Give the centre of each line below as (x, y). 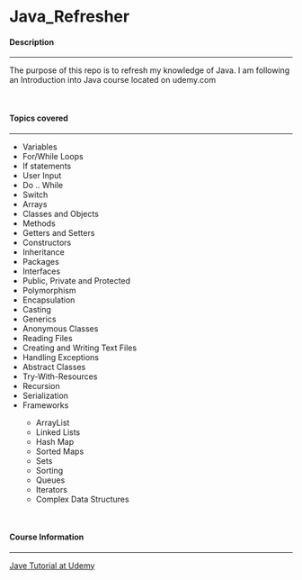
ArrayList (53, 422)
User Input (42, 175)
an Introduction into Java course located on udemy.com (113, 80)
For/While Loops (53, 156)
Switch (35, 195)
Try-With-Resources (60, 376)
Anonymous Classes (60, 328)
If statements (47, 166)
